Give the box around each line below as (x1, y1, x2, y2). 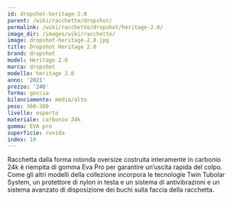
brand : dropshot (7, 50, 55, 58)
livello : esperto (7, 109, 59, 116)
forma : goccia (7, 89, 50, 97)
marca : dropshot (7, 63, 55, 70)
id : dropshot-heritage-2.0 (7, 10, 87, 18)
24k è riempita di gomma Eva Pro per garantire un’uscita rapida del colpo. (7, 163, 223, 171)
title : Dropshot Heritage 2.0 (7, 43, 97, 50)
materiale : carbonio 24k (7, 116, 81, 123)
